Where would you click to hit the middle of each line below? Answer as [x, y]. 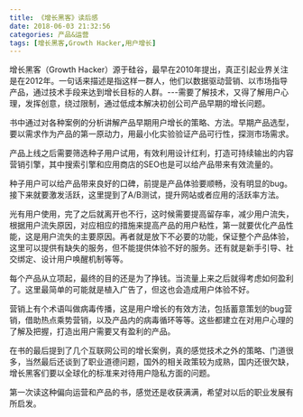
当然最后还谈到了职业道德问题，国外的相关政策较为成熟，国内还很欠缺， [159, 362]
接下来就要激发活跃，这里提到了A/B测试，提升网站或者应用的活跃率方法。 [147, 195]
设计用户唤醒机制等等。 [84, 259]
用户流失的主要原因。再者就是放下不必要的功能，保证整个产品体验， [167, 236]
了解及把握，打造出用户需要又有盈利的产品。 [92, 331]
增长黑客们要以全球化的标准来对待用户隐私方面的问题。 [112, 373]
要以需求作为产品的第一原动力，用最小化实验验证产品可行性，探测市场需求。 [151, 134]
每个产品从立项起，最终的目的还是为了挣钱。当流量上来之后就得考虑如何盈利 [151, 278]
